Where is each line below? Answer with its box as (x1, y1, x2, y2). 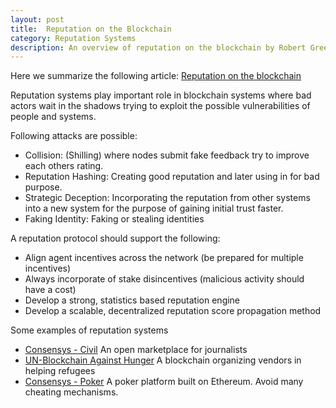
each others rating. (24, 160, 104, 172)
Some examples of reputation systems (10, 324, 169, 336)
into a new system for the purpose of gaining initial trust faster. (24, 202, 284, 215)
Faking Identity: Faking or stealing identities (24, 213, 205, 225)
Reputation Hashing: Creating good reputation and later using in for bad (24, 171, 320, 183)
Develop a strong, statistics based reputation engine (24, 294, 241, 306)
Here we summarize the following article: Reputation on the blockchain (10, 70, 302, 82)
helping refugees (24, 365, 96, 377)
